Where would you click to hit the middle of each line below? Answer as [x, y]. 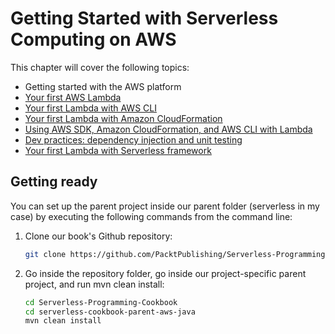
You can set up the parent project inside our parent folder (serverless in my [165, 206]
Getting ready [54, 182]
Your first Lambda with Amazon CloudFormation [123, 118]
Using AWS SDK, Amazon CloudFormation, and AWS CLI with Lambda [168, 129]
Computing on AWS [93, 39]
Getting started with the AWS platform [103, 86]
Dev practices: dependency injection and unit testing [133, 139]
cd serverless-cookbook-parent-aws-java [110, 312]
